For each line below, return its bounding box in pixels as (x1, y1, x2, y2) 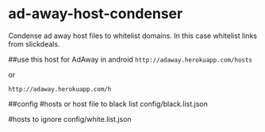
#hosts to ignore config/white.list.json (8, 114, 132, 123)
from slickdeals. (8, 39, 60, 48)
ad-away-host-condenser (8, 5, 183, 23)
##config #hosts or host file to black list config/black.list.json (8, 99, 208, 108)
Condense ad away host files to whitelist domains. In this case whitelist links (8, 31, 258, 40)
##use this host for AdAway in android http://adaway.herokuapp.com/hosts (8, 55, 252, 64)
